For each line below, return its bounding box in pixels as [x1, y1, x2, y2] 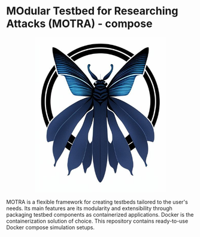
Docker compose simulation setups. [6, 223, 95, 231]
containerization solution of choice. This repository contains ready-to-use [6, 217, 189, 224]
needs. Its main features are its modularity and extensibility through [6, 205, 172, 212]
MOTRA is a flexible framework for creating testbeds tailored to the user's [6, 198, 189, 205]
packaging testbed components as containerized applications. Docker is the [6, 211, 194, 218]
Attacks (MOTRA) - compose [6, 17, 153, 31]
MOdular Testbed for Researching [6, 4, 178, 18]
